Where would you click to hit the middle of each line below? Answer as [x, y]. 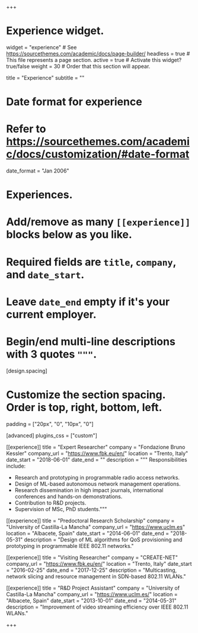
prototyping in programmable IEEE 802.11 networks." [70, 546]
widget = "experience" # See [41, 47]
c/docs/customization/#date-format [98, 154]
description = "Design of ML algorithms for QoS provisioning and [103, 540]
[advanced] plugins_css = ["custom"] [52, 435]
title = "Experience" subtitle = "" [45, 77]
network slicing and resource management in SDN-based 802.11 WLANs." [96, 576]
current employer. [51, 314]
